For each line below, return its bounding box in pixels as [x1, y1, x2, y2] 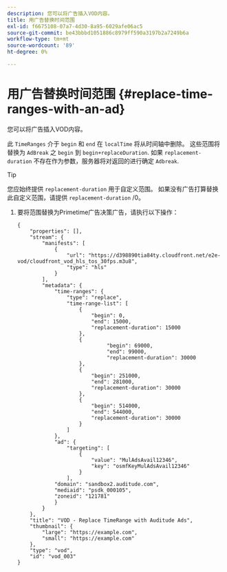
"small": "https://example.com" [42, 535, 135, 542]
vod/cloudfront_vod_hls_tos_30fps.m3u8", [17, 257, 138, 265]
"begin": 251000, [91, 372, 141, 379]
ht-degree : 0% [7, 49, 48, 56]
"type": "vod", [30, 547, 74, 554]
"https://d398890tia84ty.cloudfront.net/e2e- [88, 252, 221, 259]
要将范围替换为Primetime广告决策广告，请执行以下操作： [17, 208, 179, 216]
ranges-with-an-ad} [7, 101, 125, 117]
